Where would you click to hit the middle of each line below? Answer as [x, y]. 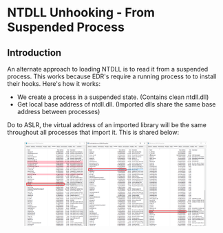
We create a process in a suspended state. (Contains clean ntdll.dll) [113, 97]
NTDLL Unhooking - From [81, 13]
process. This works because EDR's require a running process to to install [112, 76]
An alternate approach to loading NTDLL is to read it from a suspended [108, 69]
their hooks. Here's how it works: [54, 84]
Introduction [34, 53]
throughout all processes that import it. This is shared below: [93, 132]
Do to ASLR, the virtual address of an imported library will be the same [107, 125]
